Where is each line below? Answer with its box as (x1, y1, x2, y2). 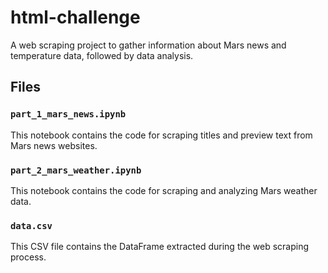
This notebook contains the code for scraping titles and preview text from (10, 129, 313, 141)
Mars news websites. (10, 139, 98, 151)
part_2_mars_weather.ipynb (10, 164, 142, 176)
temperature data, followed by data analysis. (10, 49, 194, 61)
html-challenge (10, 6, 141, 29)
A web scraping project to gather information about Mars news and (10, 39, 287, 51)
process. (10, 251, 47, 263)
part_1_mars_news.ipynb (10, 109, 127, 120)
